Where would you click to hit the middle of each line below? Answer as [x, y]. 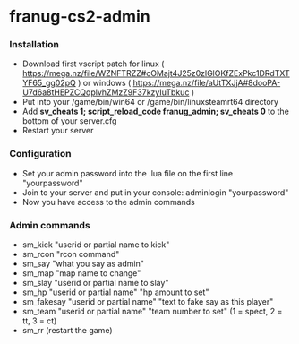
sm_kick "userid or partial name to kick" [96, 245]
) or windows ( [104, 83]
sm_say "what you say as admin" [83, 264]
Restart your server [58, 131]
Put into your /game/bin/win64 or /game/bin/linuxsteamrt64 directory [150, 102]
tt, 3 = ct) [39, 321]
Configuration [40, 154]
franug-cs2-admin [80, 17]
